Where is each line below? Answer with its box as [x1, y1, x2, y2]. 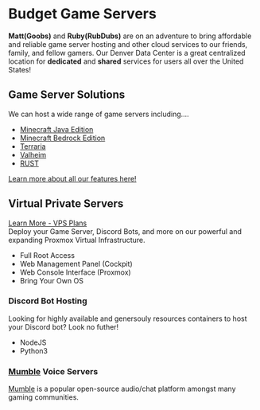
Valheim [19, 150, 47, 159]
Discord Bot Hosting [8, 295, 87, 307]
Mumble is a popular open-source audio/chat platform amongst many [8, 384, 236, 394]
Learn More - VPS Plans [8, 218, 87, 228]
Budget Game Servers [8, 5, 157, 23]
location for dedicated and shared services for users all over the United [8, 57, 244, 66]
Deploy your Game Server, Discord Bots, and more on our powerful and [8, 226, 243, 236]
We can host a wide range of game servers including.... [8, 109, 189, 119]
